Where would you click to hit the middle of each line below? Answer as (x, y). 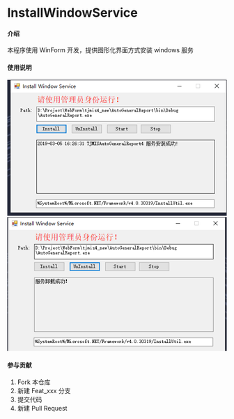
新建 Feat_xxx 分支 (44, 390)
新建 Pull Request (42, 408)
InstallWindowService (72, 13)
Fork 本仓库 (34, 382)
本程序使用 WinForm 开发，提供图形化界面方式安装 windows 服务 (100, 50)
